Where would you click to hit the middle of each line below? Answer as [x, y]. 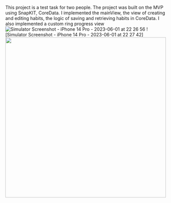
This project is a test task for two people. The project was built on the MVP [84, 7]
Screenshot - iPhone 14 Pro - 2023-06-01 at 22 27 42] [86, 35]
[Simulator [16, 35]
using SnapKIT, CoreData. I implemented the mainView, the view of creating [85, 13]
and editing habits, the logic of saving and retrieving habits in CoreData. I [82, 18]
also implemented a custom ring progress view [55, 24]
